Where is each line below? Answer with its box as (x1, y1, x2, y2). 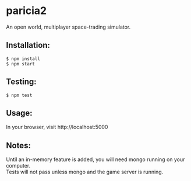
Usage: (6, 108, 33, 118)
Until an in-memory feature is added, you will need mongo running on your (6, 156, 185, 163)
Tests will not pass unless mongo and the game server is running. (6, 168, 164, 176)
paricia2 (6, 4, 47, 18)
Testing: (6, 77, 37, 87)
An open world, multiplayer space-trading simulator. (6, 23, 131, 30)
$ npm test (6, 92, 33, 98)
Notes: (6, 140, 31, 150)
